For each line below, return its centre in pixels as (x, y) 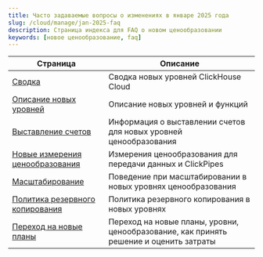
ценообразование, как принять (168, 232)
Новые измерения (47, 154)
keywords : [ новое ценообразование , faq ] (75, 37)
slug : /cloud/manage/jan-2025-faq (65, 23)
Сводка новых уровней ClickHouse (175, 77)
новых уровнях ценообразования (172, 186)
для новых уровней (145, 132)
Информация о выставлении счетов (177, 122)
